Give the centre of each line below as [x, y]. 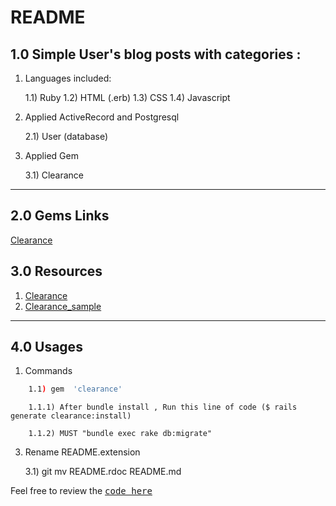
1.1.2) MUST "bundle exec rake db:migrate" [120, 434]
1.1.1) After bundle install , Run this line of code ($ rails [163, 407]
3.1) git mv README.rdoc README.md [103, 472]
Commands [48, 371]
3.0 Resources [56, 271]
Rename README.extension [82, 452]
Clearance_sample [63, 306]
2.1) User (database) [66, 136]
